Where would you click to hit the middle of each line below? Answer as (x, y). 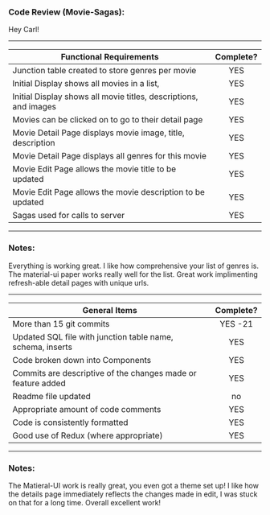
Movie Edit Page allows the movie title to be (94, 169)
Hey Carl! (24, 30)
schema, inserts (42, 347)
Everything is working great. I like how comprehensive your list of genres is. (134, 266)
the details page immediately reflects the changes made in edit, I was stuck (133, 494)
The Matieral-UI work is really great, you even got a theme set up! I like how (134, 485)
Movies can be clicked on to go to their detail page (108, 120)
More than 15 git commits (61, 323)
